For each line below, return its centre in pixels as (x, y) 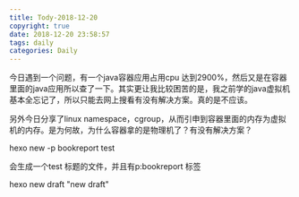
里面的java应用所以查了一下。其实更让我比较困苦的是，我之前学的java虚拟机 (150, 89)
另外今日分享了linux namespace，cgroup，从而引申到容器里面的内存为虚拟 (148, 119)
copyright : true (39, 26)
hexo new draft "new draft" (59, 184)
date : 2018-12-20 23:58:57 (60, 34)
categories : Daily (43, 51)
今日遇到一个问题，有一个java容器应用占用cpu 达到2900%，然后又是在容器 (149, 78)
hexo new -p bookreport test (62, 148)
